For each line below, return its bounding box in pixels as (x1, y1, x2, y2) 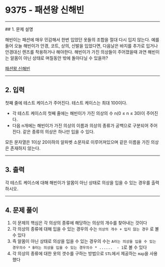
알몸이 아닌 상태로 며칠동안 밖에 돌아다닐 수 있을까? (10, 55, 108, 61)
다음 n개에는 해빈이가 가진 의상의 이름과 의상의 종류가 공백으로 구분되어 (12, 122, 149, 128)
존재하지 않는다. (10, 145, 41, 151)
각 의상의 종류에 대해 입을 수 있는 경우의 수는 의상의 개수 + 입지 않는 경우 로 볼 (12, 226, 159, 232)
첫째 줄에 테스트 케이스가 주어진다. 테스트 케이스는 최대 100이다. (5, 100, 128, 106)
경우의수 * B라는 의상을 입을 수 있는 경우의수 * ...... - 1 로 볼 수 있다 (12, 244, 147, 250)
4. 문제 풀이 (5, 206, 38, 214)
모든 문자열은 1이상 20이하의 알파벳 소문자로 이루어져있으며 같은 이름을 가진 (5, 139, 150, 145)
